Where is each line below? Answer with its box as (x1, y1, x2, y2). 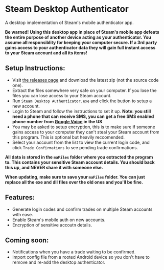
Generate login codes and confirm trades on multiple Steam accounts (12, 206, 153, 212)
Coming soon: (5, 236, 49, 244)
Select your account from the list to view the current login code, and (12, 139, 150, 145)
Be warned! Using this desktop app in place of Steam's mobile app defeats (5, 29, 160, 35)
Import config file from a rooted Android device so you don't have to (12, 254, 150, 260)
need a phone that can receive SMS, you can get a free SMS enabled (12, 113, 154, 119)
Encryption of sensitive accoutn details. (12, 222, 92, 228)
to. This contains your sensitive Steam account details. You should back (5, 159, 155, 165)
